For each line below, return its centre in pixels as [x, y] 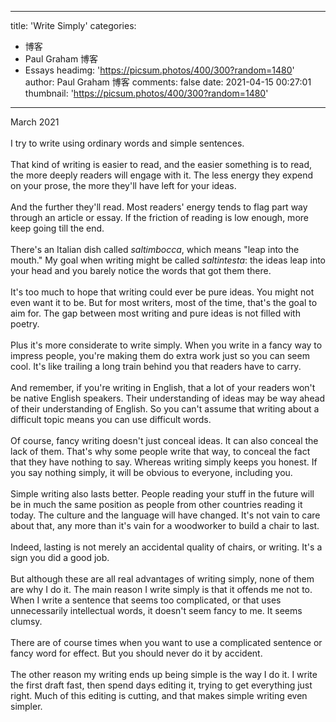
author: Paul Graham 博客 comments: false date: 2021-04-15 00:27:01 [168, 82]
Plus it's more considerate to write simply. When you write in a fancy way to [166, 345]
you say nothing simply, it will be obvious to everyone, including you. [151, 472]
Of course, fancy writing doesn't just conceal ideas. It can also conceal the [164, 440]
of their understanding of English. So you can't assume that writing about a [165, 409]
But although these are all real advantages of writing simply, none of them [162, 579]
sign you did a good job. [60, 557]
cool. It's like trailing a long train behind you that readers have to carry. [156, 366]
